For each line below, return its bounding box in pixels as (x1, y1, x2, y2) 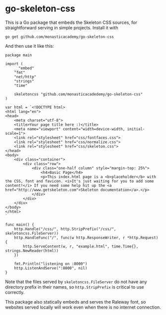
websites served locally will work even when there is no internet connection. (5, 304, 161, 310)
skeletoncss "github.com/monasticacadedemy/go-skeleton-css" (14, 91, 143, 97)
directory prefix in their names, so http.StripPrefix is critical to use (5, 284, 144, 290)
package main (5, 53, 32, 58)
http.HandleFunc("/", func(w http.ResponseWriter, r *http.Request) (14, 235, 159, 240)
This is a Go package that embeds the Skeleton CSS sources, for (5, 19, 137, 25)
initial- (127, 126, 145, 132)
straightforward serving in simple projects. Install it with (5, 24, 118, 30)
